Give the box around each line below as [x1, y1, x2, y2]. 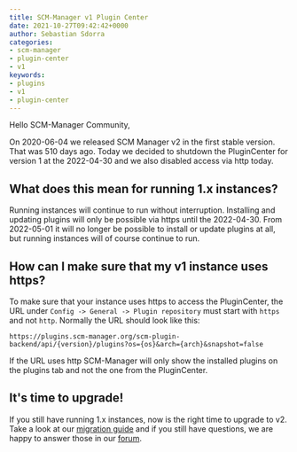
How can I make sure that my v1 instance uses [9, 259, 269, 274]
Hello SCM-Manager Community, [9, 120, 130, 130]
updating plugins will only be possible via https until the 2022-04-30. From [9, 214, 283, 225]
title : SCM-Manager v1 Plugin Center [9, 12, 149, 22]
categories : [9, 37, 53, 47]
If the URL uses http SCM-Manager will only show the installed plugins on [9, 355, 278, 366]
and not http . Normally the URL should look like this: [9, 316, 200, 325]
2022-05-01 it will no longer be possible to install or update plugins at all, [9, 223, 277, 235]
